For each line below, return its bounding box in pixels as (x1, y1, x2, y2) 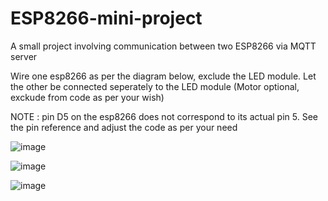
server (10, 50, 38, 62)
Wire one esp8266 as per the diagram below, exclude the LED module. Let (10, 70, 317, 82)
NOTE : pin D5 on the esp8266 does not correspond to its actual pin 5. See (10, 110, 318, 122)
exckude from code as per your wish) (10, 91, 165, 103)
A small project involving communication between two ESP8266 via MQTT (10, 40, 317, 52)
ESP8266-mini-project (10, 7, 203, 30)
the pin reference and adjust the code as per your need (10, 121, 238, 133)
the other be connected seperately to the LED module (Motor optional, (10, 80, 300, 92)
